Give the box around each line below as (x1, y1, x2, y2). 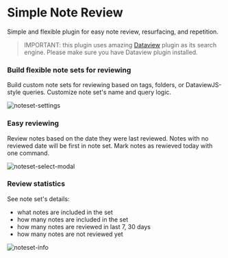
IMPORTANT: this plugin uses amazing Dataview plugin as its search (23, 40, 217, 49)
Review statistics (7, 179, 66, 189)
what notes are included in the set (16, 208, 113, 216)
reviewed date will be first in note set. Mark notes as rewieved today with (7, 141, 213, 150)
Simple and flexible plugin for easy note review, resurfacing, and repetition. (7, 27, 219, 36)
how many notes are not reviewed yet (16, 230, 123, 238)
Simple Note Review (7, 5, 123, 21)
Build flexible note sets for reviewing (7, 65, 131, 75)
